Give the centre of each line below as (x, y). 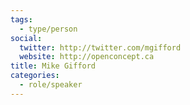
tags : (21, 19)
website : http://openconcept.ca (87, 57)
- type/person (48, 29)
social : (26, 38)
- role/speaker (51, 85)
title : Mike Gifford (53, 66)
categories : (35, 76)
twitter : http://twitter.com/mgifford (100, 47)
